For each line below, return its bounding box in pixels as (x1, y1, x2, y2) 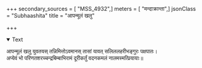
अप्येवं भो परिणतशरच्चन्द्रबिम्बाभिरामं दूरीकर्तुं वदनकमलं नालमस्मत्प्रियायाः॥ (6, 55, 144, 61)
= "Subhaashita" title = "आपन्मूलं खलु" (6, 12, 95, 19)
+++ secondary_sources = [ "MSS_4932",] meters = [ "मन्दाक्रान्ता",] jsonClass (6, 5, 196, 12)
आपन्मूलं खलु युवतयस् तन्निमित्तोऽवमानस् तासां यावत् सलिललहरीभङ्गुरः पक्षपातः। (6, 48, 158, 55)
